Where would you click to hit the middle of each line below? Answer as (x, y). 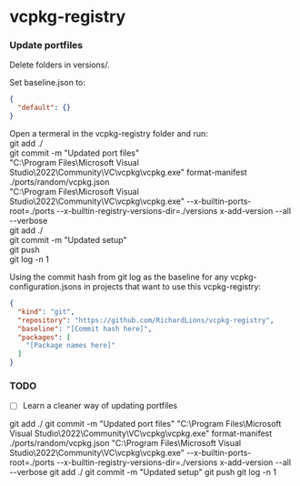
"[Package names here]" (71, 346)
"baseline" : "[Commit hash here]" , (85, 329)
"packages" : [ (44, 337)
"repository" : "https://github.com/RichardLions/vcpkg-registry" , (146, 320)
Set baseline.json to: (48, 83)
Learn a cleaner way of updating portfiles (100, 406)
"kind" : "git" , (46, 311)
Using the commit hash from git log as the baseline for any (119, 277)
